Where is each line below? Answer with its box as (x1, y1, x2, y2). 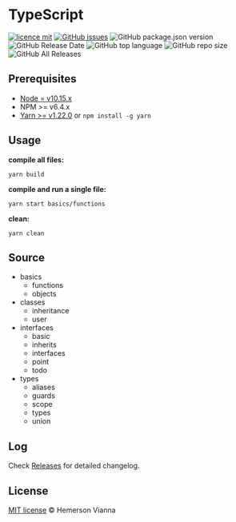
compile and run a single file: (8, 184, 106, 193)
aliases (31, 382, 56, 392)
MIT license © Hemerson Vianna (8, 505, 116, 515)
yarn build (8, 170, 45, 178)
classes (19, 297, 46, 307)
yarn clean (8, 229, 45, 237)
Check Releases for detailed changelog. (8, 461, 140, 471)
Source (8, 250, 46, 265)
